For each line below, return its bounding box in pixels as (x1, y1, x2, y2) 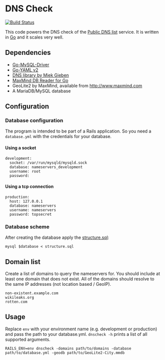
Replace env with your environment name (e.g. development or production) (5, 326, 158, 332)
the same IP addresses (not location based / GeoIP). (5, 281, 111, 287)
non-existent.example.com (5, 290, 58, 296)
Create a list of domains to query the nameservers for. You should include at (5, 270, 161, 276)
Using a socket (5, 145, 37, 151)
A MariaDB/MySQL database (12, 88, 71, 94)
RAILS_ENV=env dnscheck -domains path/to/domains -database (5, 346, 132, 351)
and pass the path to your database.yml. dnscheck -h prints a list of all (5, 331, 147, 337)
